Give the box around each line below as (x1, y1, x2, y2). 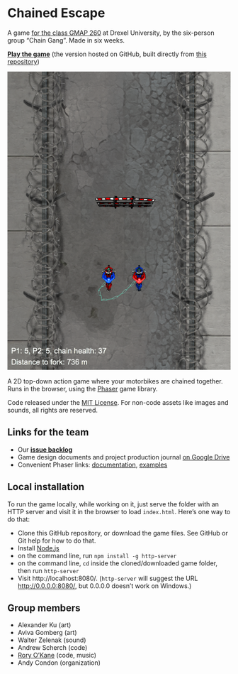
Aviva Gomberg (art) (17, 629, 77, 637)
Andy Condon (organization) (17, 658, 101, 667)
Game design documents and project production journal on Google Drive (17, 452, 230, 461)
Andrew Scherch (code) (17, 643, 88, 652)
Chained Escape (7, 5, 106, 21)
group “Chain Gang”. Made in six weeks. (7, 36, 125, 44)
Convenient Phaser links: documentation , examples (17, 460, 168, 469)
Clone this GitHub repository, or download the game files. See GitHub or (17, 528, 228, 537)
